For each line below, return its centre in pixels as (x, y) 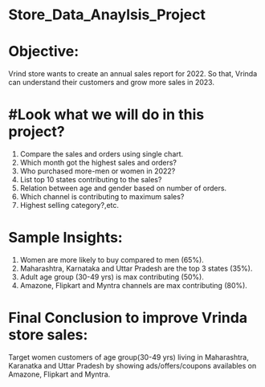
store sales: (48, 335)
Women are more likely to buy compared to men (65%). (112, 260)
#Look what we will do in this (106, 115)
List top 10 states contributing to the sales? (91, 180)
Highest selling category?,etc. (69, 206)
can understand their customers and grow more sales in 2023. (112, 83)
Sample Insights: (65, 238)
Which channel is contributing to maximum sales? (102, 197)
